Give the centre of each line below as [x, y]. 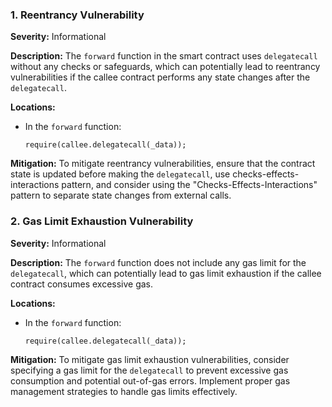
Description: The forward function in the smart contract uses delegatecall [164, 56]
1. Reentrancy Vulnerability [77, 15]
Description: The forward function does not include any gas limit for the [158, 262]
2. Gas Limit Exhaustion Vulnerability [102, 221]
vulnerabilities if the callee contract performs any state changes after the [160, 77]
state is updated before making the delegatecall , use [120, 174]
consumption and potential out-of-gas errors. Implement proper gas [150, 380]
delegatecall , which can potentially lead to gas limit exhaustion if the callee [166, 273]
